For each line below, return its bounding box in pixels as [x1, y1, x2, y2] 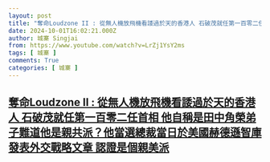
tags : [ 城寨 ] [8, 49, 57, 57]
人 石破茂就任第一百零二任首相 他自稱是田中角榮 [8, 111, 246, 124]
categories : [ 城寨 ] [8, 64, 79, 72]
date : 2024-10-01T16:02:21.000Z [8, 26, 117, 34]
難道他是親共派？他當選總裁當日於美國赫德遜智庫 [18, 126, 262, 140]
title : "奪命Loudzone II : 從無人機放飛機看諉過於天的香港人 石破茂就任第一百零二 [8, 19, 259, 27]
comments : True [8, 57, 59, 65]
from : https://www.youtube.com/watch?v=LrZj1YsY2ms [8, 42, 185, 50]
